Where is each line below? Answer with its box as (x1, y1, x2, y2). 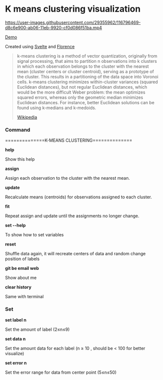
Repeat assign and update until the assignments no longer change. (5, 213, 140, 219)
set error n (5, 360, 27, 366)
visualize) (5, 350, 24, 356)
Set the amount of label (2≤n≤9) (5, 326, 70, 332)
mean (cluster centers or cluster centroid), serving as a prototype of (17, 68, 154, 74)
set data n (5, 336, 26, 342)
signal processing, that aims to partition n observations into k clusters (17, 58, 157, 64)
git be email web (5, 266, 39, 271)
